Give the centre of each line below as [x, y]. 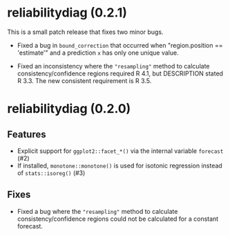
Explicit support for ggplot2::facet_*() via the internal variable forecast [120, 151]
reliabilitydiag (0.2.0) [69, 109]
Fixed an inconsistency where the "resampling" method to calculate [113, 66]
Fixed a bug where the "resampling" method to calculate [97, 211]
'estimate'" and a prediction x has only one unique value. [98, 53]
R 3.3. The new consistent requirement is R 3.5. [84, 80]
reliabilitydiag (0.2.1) [67, 13]
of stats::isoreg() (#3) [51, 173]
